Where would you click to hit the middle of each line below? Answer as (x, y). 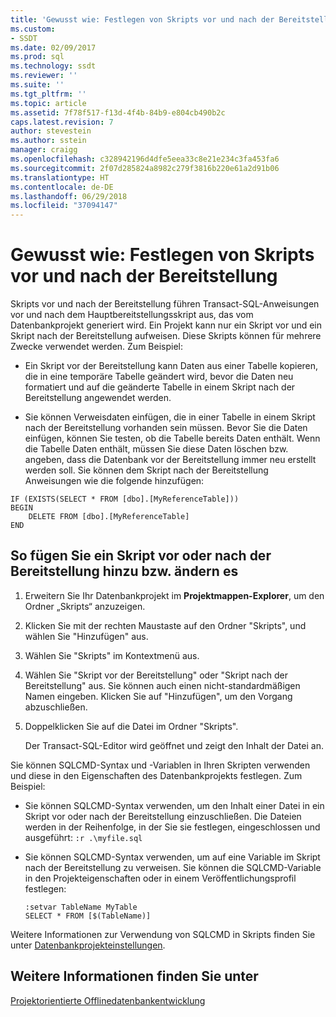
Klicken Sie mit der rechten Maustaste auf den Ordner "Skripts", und (165, 625)
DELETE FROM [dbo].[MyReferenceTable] (109, 517)
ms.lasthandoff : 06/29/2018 (69, 196)
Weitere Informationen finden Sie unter (134, 976)
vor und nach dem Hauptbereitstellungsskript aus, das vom (132, 315)
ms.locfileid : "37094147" (64, 206)
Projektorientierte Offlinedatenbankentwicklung (108, 1000)
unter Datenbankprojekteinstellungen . (88, 945)
